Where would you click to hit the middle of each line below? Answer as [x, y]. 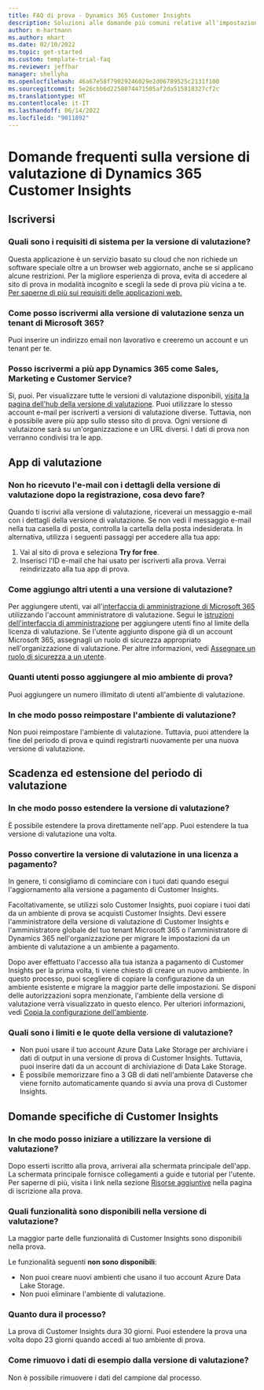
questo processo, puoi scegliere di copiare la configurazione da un [116, 979]
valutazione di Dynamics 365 [105, 174]
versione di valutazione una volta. [62, 834]
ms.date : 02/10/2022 [42, 45]
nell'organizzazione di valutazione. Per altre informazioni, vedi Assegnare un [132, 649]
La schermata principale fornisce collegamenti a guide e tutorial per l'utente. [132, 1174]
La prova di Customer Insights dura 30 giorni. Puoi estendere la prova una [128, 1332]
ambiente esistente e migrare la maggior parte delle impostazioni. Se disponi [132, 987]
